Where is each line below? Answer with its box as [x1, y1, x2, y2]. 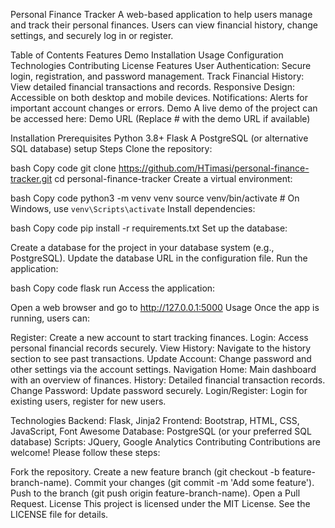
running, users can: [10, 312, 91, 324]
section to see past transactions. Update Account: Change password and [10, 353, 312, 364]
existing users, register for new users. [10, 395, 167, 407]
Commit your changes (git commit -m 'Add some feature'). [74, 477, 315, 488]
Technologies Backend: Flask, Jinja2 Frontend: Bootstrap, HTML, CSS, [10, 415, 300, 426]
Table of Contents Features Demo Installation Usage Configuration [10, 49, 284, 61]
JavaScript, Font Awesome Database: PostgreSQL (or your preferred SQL [10, 425, 312, 437]
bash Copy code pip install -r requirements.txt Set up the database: [10, 222, 288, 234]
